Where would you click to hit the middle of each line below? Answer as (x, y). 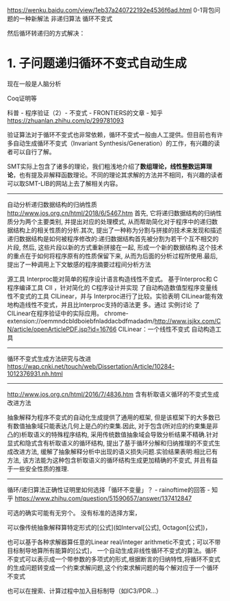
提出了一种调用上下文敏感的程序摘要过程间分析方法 (79, 264)
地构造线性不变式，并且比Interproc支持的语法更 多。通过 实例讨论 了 (103, 304)
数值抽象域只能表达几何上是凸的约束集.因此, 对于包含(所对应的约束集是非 (116, 426)
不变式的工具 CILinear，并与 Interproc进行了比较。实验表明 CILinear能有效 (118, 296)
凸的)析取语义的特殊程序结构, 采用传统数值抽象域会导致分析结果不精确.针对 (113, 434)
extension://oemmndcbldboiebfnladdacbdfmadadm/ (81, 321)
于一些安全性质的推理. (38, 469)
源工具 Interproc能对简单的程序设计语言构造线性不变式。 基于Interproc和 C (113, 279)
